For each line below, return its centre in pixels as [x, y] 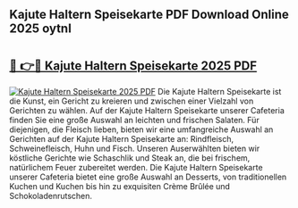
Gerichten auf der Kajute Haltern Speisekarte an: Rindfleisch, [122, 139]
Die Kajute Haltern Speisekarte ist [220, 92]
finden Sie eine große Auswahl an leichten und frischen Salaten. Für [134, 120]
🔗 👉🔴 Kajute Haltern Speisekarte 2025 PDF [133, 66]
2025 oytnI [40, 29]
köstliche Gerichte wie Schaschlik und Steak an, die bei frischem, [130, 158]
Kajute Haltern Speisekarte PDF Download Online [149, 15]
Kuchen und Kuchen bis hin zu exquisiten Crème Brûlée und [120, 186]
